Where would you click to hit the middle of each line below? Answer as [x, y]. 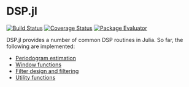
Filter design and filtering [47, 71]
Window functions [38, 64]
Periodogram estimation [46, 58]
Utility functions [35, 77]
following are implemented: [41, 46]
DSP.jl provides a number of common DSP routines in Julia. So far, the [95, 40]
